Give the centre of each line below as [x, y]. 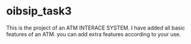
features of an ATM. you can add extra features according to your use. [94, 34]
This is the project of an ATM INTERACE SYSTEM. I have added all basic [96, 28]
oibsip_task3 [39, 11]
